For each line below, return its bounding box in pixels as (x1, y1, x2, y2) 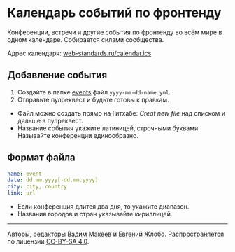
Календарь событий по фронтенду (7, 5, 222, 21)
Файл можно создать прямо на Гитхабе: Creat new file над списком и (17, 108, 226, 117)
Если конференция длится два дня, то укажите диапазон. (17, 202, 190, 211)
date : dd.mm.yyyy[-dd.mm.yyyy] (7, 176, 99, 183)
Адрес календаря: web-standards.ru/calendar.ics (7, 49, 152, 57)
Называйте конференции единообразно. (17, 131, 138, 139)
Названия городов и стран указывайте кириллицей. (17, 210, 173, 218)
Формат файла (7, 152, 76, 164)
